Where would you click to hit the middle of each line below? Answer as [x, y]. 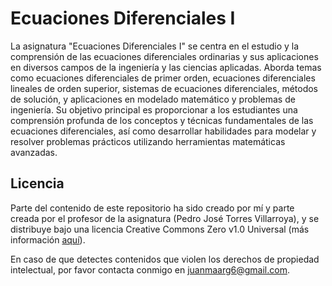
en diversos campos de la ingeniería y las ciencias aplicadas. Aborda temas [166, 67]
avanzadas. [34, 152]
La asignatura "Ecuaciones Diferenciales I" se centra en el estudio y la [155, 46]
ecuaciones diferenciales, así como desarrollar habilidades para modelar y [163, 131]
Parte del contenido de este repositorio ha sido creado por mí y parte [152, 208]
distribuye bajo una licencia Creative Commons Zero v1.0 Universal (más [160, 229]
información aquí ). [48, 239]
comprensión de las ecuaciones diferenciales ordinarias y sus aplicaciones [164, 56]
